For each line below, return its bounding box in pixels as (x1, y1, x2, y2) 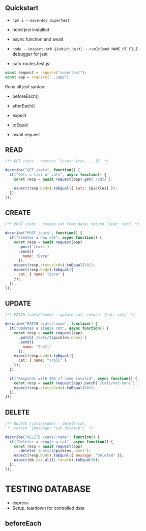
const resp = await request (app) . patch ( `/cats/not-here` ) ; (14, 380, 138, 385)
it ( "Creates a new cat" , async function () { (9, 235, 102, 240)
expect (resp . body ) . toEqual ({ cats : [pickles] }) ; (14, 186, 118, 190)
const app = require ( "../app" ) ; (5, 75, 71, 79)
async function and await (12, 36, 64, 42)
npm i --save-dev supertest (12, 18, 70, 23)
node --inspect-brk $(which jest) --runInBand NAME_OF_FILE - (12, 45, 142, 51)
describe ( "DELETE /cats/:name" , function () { (5, 434, 100, 440)
